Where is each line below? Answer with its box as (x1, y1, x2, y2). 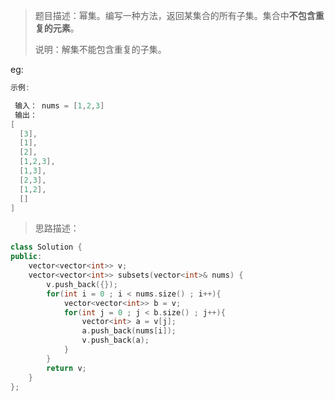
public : (10, 252, 43, 262)
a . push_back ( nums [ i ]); (81, 326, 177, 336)
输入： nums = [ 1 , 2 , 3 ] (14, 100, 105, 111)
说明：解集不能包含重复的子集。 (34, 44, 167, 55)
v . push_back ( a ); (81, 335, 150, 346)
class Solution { (10, 242, 83, 253)
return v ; (46, 363, 87, 373)
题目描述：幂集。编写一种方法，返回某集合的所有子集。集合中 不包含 (34, 10, 316, 21)
